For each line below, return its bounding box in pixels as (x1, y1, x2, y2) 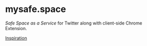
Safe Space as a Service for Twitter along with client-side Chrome (5, 20, 142, 26)
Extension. (5, 25, 27, 31)
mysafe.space (5, 3, 66, 15)
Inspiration (5, 35, 28, 41)
